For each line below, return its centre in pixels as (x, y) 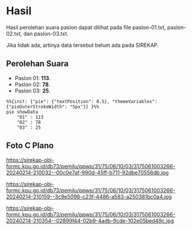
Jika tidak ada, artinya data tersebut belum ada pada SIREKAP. (82, 45)
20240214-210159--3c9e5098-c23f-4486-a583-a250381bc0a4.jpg (89, 196)
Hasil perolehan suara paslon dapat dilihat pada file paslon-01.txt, (86, 27)
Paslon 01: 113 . (33, 78)
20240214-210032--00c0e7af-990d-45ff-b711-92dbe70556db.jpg (87, 172)
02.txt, (14, 33)
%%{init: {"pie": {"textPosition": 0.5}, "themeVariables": (82, 101)
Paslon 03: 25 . (33, 91)
